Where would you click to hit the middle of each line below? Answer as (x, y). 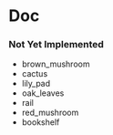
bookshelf (41, 122)
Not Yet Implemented (56, 45)
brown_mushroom (56, 64)
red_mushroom (50, 113)
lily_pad (36, 84)
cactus (35, 74)
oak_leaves (43, 93)
